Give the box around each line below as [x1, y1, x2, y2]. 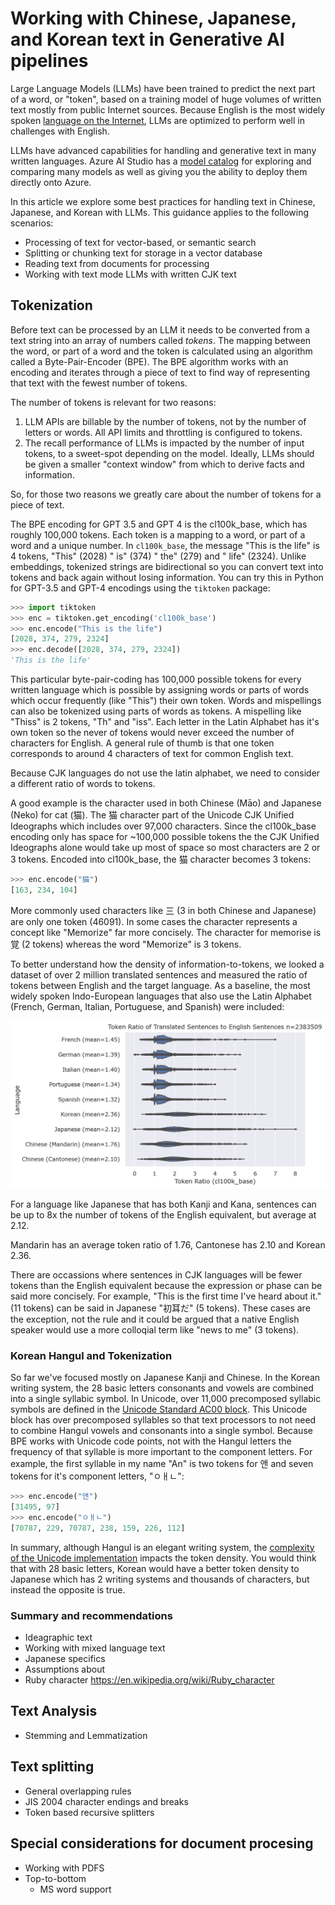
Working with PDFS [24, 1862, 105, 1874]
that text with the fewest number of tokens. [10, 377, 188, 389]
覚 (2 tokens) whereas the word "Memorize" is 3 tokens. [10, 938, 242, 950]
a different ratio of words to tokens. [10, 778, 156, 789]
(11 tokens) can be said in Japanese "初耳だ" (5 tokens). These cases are [10, 1302, 311, 1314]
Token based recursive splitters [24, 1806, 155, 1818]
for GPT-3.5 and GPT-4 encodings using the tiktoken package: [10, 582, 271, 594]
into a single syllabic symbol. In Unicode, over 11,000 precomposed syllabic [10, 1393, 322, 1405]
